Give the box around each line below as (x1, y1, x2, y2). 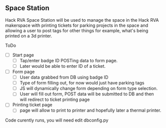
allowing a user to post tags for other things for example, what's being (5, 27, 149, 34)
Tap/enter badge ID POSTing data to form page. (19, 57, 118, 63)
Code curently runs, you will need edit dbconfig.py (5, 117, 109, 123)
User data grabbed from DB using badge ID (19, 74, 109, 81)
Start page (12, 52, 34, 58)
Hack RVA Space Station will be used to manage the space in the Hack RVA (5, 17, 159, 23)
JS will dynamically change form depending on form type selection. (19, 85, 158, 91)
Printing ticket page (12, 102, 53, 108)
